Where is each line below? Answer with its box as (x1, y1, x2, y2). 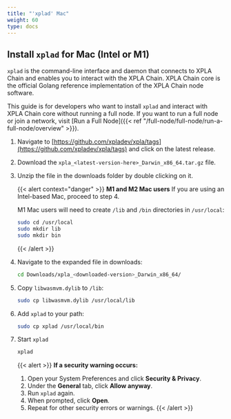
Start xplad (17, 335, 49, 344)
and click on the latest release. (128, 145, 216, 153)
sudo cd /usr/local (17, 219, 74, 226)
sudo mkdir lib (17, 226, 61, 233)
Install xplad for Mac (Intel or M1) (7, 48, 150, 60)
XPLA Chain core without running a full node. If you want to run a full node (7, 110, 219, 118)
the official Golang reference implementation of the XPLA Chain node (7, 81, 204, 90)
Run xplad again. (27, 389, 75, 398)
